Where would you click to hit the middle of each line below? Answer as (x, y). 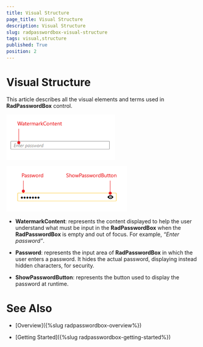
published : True (27, 45)
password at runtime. (42, 284)
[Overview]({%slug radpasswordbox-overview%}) (78, 325)
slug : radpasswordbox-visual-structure (57, 32)
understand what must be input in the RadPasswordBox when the (98, 227)
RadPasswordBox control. (39, 106)
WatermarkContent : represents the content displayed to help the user (103, 221)
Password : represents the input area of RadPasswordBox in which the (104, 252)
